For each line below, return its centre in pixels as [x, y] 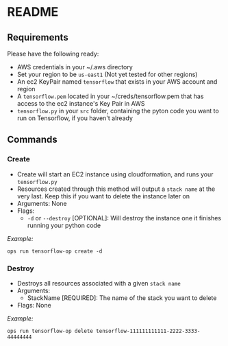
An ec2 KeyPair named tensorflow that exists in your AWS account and [117, 82]
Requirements [38, 37]
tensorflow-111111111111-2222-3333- [148, 331]
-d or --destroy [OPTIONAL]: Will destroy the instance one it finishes [124, 218]
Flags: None [34, 305]
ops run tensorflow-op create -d [55, 251]
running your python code [64, 225]
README [33, 12]
